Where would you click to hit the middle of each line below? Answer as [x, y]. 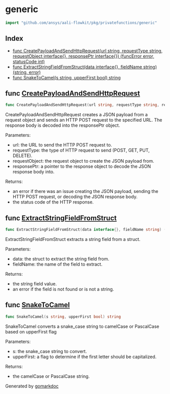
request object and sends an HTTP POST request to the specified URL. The [84, 120]
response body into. [33, 172]
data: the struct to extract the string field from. [61, 259]
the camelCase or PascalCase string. [51, 376]
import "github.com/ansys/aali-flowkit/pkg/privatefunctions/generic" [81, 23]
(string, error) [27, 72]
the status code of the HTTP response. [53, 202]
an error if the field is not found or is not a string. [63, 289]
